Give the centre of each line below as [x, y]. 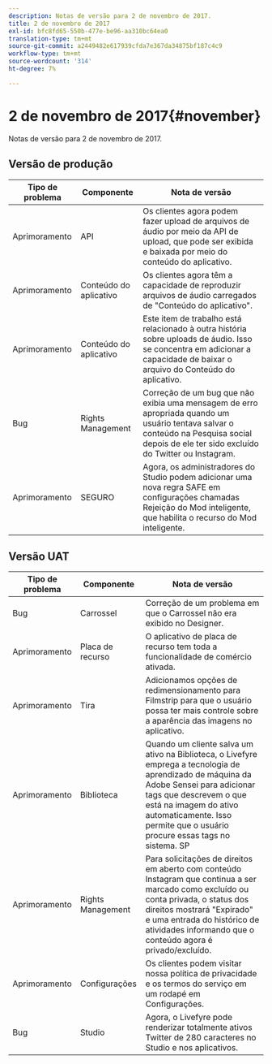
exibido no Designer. [185, 624]
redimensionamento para [193, 690]
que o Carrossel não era [191, 613]
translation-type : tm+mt [50, 39]
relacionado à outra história [195, 328]
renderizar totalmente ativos [199, 1027]
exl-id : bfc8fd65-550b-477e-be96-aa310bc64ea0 [88, 31]
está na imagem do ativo [192, 805]
